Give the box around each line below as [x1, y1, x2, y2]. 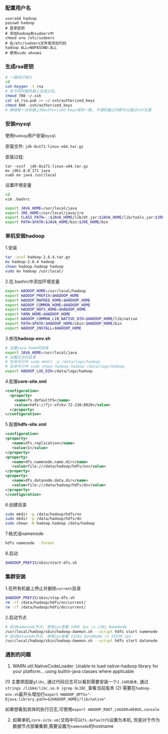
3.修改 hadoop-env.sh [5, 335, 51, 341]
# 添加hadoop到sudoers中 [5, 31, 54, 36]
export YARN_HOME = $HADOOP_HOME [5, 312, 70, 317]
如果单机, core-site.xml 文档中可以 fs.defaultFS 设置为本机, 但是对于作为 [12, 716, 160, 722]
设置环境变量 [5, 182, 31, 188]
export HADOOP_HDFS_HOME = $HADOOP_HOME [5, 307, 86, 312]
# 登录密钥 [5, 26, 25, 31]
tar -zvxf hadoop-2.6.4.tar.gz [5, 255, 70, 260]
